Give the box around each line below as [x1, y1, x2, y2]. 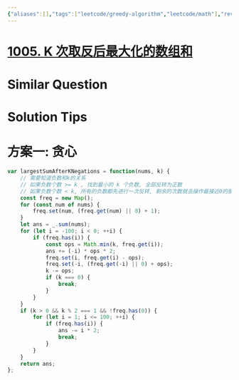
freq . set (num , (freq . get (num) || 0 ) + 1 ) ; [33, 207, 161, 215]
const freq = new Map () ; [20, 194, 94, 202]
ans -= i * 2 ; [58, 327, 100, 334]
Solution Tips [7, 109, 87, 125]
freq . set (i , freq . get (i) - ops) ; [45, 254, 144, 261]
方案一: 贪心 [7, 144, 77, 160]
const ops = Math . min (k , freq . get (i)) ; [45, 240, 164, 248]
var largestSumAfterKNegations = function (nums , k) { [7, 168, 171, 175]
